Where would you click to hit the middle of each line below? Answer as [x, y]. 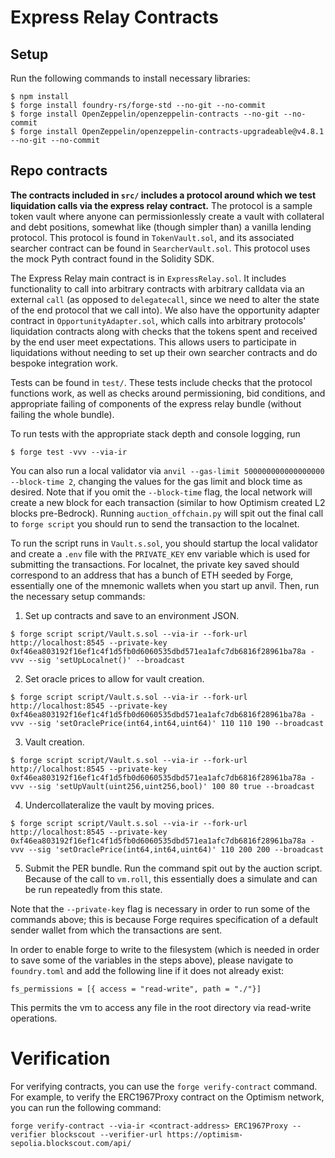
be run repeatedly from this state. [93, 889]
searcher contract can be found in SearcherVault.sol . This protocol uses [160, 248]
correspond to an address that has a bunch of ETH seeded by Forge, [152, 575]
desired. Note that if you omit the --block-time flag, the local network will [161, 492]
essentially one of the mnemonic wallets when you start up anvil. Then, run [165, 585]
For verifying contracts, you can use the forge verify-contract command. [164, 1086]
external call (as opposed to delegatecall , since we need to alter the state [165, 299]
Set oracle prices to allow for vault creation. [114, 678]
